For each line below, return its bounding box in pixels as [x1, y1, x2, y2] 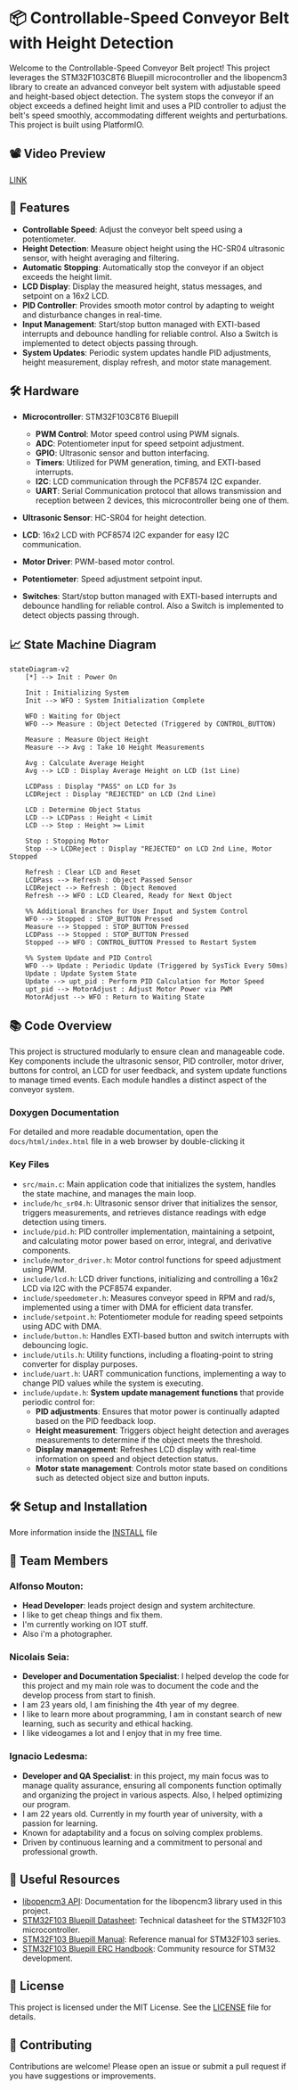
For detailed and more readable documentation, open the [9, 1126, 219, 1138]
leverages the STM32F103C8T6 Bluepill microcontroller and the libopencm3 [9, 71, 287, 82]
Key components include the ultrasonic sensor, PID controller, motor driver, [9, 1056, 285, 1066]
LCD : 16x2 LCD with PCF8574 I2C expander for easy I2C [21, 530, 230, 540]
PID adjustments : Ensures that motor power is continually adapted [35, 1406, 280, 1417]
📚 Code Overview [9, 1018, 113, 1033]
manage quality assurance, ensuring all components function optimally [21, 1780, 282, 1790]
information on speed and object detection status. [35, 1453, 219, 1464]
